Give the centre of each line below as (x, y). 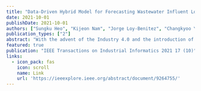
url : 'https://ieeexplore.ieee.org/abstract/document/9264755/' (99, 78)
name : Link (31, 73)
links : (14, 56)
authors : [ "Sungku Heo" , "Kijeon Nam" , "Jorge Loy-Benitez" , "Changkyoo (99, 28)
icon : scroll (33, 67)
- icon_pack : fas (33, 62)
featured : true (25, 45)
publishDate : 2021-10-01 (37, 23)
